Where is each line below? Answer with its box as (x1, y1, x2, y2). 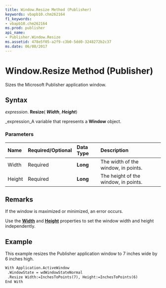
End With (5, 279, 23, 284)
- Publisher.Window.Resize (5, 35, 61, 40)
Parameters (5, 131, 34, 138)
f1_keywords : (5, 16, 32, 21)
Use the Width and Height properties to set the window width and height (5, 218, 154, 224)
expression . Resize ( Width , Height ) (5, 109, 78, 115)
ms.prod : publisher (5, 26, 45, 31)
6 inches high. (5, 256, 34, 262)
